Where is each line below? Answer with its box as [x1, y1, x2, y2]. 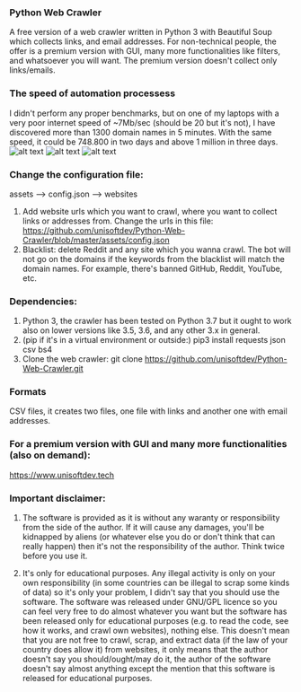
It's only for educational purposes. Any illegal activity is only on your [22, 568, 276, 579]
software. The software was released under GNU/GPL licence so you [22, 597, 278, 608]
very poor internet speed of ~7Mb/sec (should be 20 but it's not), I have [9, 117, 276, 127]
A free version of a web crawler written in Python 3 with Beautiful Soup [9, 27, 272, 38]
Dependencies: [9, 294, 78, 307]
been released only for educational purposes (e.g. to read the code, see [22, 616, 289, 626]
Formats [9, 386, 47, 399]
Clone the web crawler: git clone [22, 354, 144, 364]
